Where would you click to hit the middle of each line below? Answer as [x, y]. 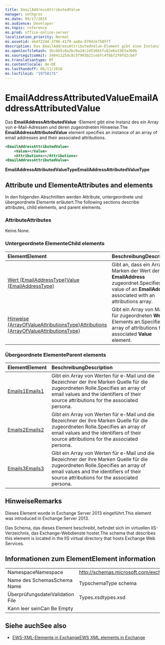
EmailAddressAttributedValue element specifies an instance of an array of [81, 132]
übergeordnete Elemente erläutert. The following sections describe [72, 202]
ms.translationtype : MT [29, 60]
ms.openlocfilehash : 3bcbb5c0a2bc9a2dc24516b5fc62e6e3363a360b [71, 51]
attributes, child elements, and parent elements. [53, 207]
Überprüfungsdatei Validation [41, 594]
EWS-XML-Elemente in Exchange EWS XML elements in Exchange [79, 638]
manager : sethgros [24, 14]
